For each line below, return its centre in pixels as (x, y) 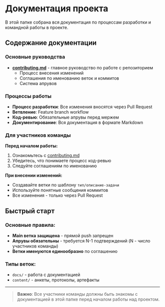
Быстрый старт (30, 211)
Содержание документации (51, 43)
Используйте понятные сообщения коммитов (60, 190)
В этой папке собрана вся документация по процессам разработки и (78, 22)
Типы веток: (20, 264)
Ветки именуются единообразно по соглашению (65, 251)
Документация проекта (57, 9)
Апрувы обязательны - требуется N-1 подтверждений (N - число (81, 241)
